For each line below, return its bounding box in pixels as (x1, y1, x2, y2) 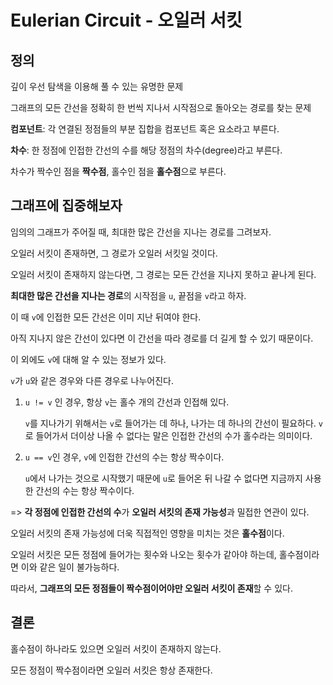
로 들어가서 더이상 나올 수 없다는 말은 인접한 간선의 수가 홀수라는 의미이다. (24, 429, 313, 441)
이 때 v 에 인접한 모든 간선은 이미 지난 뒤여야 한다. (10, 311, 202, 323)
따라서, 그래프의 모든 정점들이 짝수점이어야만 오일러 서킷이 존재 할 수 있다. (10, 582, 293, 594)
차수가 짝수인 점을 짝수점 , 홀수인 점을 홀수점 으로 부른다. (10, 166, 227, 177)
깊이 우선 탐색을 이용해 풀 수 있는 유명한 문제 (10, 81, 184, 92)
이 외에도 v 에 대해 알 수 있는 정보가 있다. (10, 353, 167, 365)
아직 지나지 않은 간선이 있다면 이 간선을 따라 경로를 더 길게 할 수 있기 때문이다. (10, 332, 314, 344)
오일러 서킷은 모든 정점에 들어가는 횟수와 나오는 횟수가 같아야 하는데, (10, 548, 277, 560)
